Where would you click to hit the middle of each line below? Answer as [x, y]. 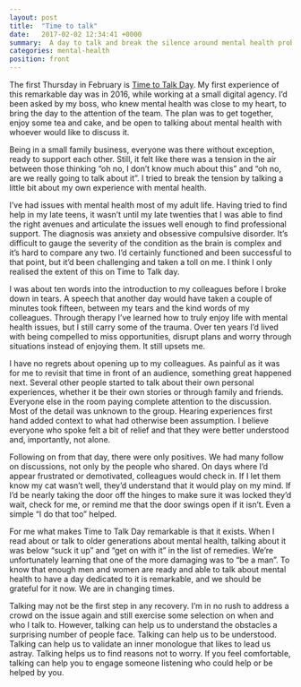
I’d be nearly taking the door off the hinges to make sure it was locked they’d [150, 495]
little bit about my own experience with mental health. [108, 188]
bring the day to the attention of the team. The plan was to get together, [142, 113]
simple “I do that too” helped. [63, 514]
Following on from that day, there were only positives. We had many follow [146, 457]
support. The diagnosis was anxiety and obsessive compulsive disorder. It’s [149, 233]
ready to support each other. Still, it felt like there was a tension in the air [143, 159]
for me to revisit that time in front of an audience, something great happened [150, 373]
